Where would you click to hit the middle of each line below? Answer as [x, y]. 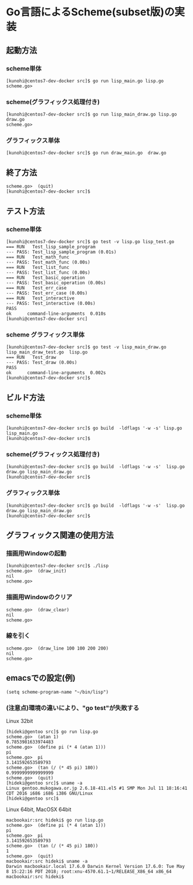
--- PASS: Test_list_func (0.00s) [48, 272]
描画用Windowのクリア [39, 597]
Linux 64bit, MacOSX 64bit [39, 809]
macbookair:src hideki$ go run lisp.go [55, 820]
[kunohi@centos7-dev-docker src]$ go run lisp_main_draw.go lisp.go [92, 115]
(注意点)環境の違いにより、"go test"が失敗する [73, 708]
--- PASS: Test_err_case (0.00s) [47, 293]
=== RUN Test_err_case [36, 288]
